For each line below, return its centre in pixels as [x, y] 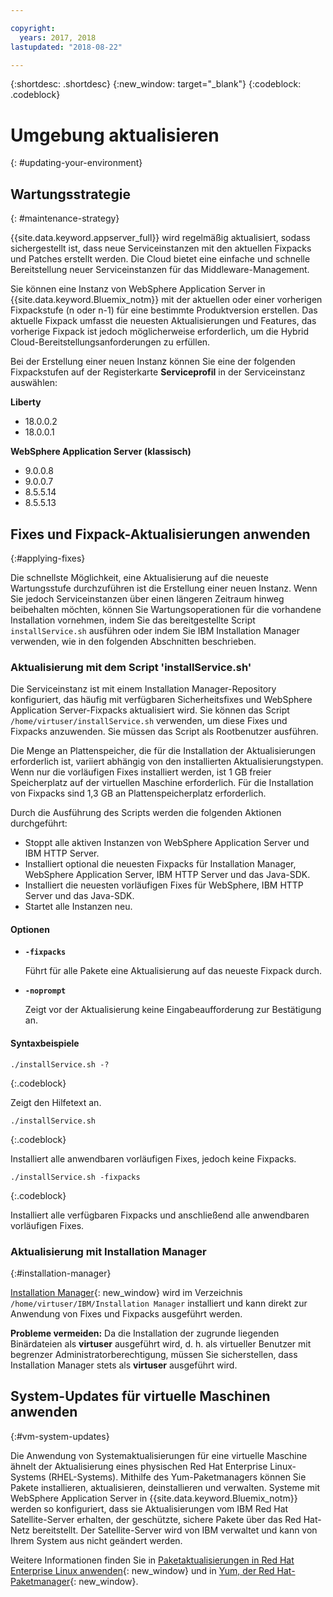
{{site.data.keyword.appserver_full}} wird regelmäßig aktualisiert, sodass [160, 238]
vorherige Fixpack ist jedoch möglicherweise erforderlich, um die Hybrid [160, 332]
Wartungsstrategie [70, 194]
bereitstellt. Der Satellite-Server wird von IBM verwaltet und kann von [174, 1530]
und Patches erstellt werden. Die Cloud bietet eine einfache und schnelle [160, 259]
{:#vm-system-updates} [60, 1436]
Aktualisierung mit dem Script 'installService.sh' [131, 667]
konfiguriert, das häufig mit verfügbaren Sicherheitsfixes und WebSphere [161, 700]
